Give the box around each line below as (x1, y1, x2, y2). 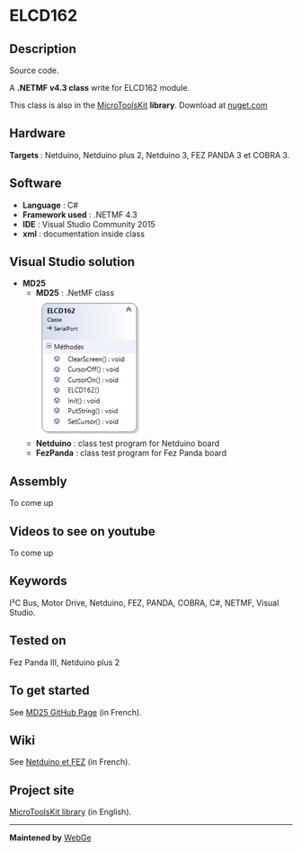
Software (9, 176, 62, 191)
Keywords (9, 573, 67, 589)
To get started (9, 683, 90, 698)
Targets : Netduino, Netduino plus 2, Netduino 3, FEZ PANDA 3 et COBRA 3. (9, 149, 290, 160)
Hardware (9, 126, 66, 141)
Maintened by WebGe (9, 832, 92, 843)
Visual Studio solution (9, 254, 136, 270)
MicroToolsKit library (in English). (9, 806, 132, 818)
